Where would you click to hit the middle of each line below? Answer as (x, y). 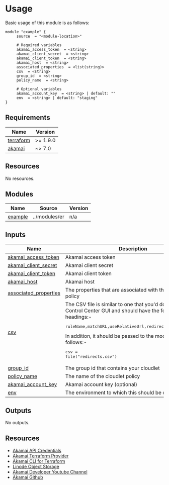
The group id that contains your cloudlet (112, 368)
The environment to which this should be (113, 393)
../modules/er (48, 217)
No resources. (20, 178)
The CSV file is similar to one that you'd (112, 305)
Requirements (28, 118)
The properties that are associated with (112, 290)
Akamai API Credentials (37, 450)
